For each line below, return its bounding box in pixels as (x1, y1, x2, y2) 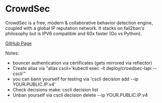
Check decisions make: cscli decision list (12, 86, 98, 92)
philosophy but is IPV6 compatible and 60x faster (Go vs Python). (5, 30, 142, 36)
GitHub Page (5, 40, 32, 46)
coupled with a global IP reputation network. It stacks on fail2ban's (5, 25, 145, 31)
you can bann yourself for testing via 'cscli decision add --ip (12, 76, 139, 82)
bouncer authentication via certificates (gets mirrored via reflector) (12, 60, 152, 66)
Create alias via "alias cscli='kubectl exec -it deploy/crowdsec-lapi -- (12, 65, 157, 71)
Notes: (5, 50, 19, 56)
